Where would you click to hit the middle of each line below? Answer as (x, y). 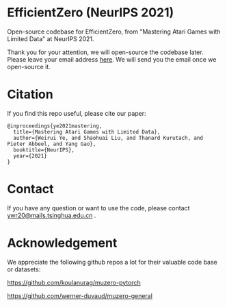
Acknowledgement (62, 243)
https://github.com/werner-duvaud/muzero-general (80, 295)
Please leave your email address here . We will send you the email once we (112, 59)
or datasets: (24, 269)
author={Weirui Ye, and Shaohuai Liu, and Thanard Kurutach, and (108, 138)
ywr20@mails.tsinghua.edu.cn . (52, 215)
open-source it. (29, 66)
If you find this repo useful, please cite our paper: (77, 113)
